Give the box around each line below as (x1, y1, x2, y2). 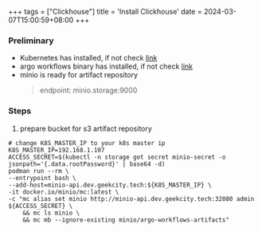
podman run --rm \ (8, 167, 69, 175)
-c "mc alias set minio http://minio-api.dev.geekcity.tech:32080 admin (8, 195, 255, 203)
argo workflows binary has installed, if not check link (19, 61, 194, 71)
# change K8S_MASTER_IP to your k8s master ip (8, 139, 166, 147)
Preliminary (8, 35, 54, 46)
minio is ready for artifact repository (19, 70, 138, 80)
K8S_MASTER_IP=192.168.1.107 (8, 146, 105, 154)
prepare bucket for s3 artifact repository (19, 124, 153, 133)
